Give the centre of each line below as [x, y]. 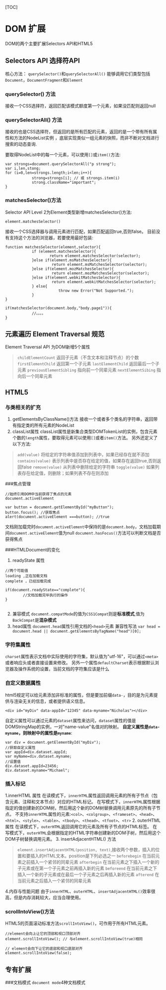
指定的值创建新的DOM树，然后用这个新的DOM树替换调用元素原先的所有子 [81, 808]
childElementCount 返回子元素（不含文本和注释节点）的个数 [78, 357]
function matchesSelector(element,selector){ [53, 247]
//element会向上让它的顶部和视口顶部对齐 [43, 934]
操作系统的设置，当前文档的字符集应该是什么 [64, 669]
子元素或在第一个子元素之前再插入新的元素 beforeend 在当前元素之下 [87, 869]
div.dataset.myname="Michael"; [37, 770]
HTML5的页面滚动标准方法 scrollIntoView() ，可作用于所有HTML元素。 [78, 923]
